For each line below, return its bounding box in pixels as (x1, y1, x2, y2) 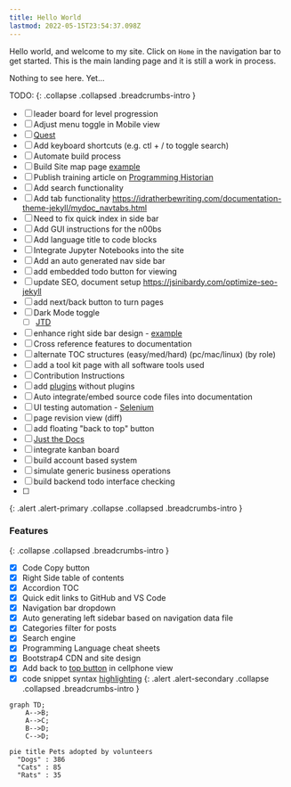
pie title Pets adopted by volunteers (9, 747, 153, 756)
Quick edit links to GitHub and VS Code (21, 593, 166, 603)
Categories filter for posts (21, 623, 117, 634)
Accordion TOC (21, 582, 79, 593)
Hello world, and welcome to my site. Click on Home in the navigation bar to (9, 45, 282, 56)
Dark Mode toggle (33, 307, 101, 317)
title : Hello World (9, 12, 82, 22)
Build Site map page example (33, 161, 141, 172)
